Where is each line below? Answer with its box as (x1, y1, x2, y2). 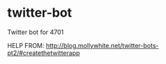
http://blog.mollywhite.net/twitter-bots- (46, 41, 159, 49)
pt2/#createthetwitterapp (7, 49, 81, 57)
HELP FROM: (7, 41, 45, 49)
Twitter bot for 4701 (7, 28, 64, 36)
